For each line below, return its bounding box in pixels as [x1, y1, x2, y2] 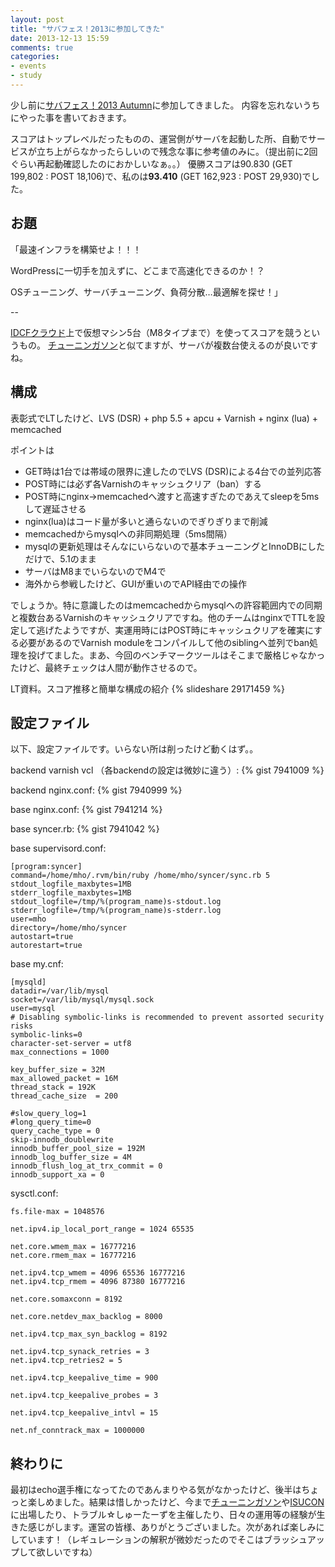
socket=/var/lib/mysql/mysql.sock [10, 995, 155, 1005]
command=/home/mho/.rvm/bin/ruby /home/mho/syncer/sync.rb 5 [10, 871, 271, 881]
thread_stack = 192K [10, 1082, 97, 1093]
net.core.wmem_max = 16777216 [10, 1242, 137, 1252]
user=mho [10, 914, 47, 925]
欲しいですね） [36, 1546, 98, 1558]
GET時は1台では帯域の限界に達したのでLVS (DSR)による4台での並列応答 [24, 465, 322, 477]
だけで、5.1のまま [24, 552, 97, 565]
